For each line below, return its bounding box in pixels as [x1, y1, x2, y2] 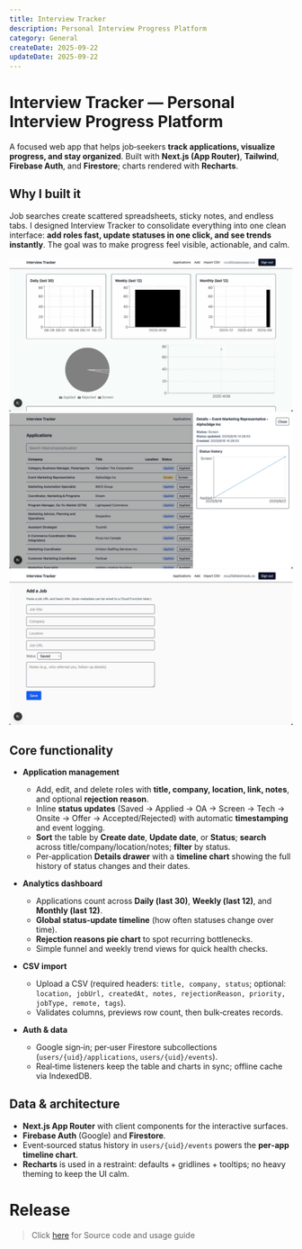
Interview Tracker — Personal [9, 93, 235, 113]
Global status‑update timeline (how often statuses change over [35, 915, 274, 926]
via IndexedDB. [35, 1071, 93, 1082]
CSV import [22, 961, 67, 972]
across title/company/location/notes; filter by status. [35, 842, 231, 853]
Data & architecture [9, 1097, 120, 1112]
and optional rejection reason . [35, 793, 149, 805]
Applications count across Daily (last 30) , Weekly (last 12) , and [35, 896, 272, 907]
